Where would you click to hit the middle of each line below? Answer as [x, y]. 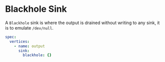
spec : [11, 37]
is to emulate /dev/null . [29, 28]
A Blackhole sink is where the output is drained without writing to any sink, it [82, 23]
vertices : [19, 41]
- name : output [30, 46]
